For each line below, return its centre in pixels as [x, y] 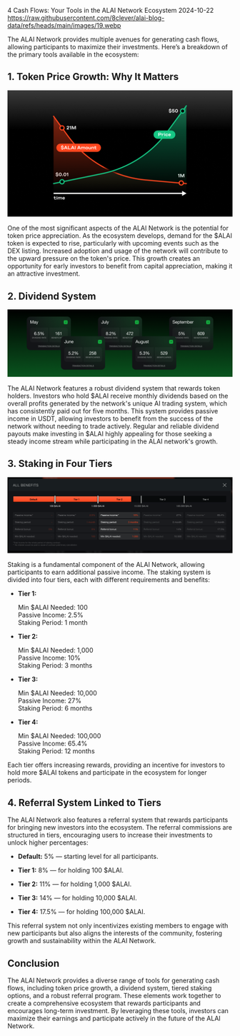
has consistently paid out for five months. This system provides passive [113, 411]
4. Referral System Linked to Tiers [85, 803]
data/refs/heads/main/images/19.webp [64, 25]
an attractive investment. [44, 273]
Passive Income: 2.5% [50, 615]
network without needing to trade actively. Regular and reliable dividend [113, 426]
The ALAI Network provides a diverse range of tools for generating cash [114, 980]
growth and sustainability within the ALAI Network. [82, 941]
